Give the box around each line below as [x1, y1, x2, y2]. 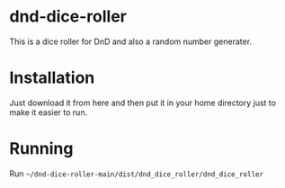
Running [9, 139, 74, 159]
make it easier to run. [9, 106, 88, 118]
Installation [9, 67, 95, 88]
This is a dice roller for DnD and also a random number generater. [9, 36, 253, 47]
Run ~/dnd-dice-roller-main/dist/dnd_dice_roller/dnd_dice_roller [9, 168, 263, 179]
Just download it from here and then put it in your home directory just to [9, 97, 277, 108]
